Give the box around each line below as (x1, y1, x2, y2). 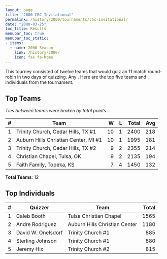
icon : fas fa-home (14, 54, 53, 60)
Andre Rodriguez (16, 221, 57, 228)
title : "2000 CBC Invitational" (5, 12, 74, 17)
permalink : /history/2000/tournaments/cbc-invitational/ (5, 17, 128, 22)
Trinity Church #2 (68, 246, 110, 252)
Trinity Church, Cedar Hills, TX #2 (16, 145, 96, 152)
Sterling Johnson (16, 237, 57, 244)
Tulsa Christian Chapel (68, 213, 122, 219)
